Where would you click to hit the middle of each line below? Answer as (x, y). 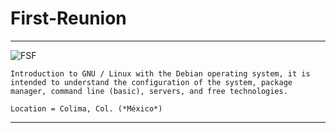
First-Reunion (68, 18)
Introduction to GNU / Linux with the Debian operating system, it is (160, 73)
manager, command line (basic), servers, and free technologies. (149, 91)
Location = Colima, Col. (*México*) (86, 108)
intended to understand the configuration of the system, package (151, 82)
